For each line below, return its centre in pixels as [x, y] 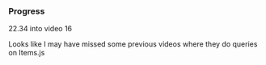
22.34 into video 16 [40, 29]
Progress [27, 11]
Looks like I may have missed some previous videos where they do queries [133, 44]
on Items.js [27, 53]
